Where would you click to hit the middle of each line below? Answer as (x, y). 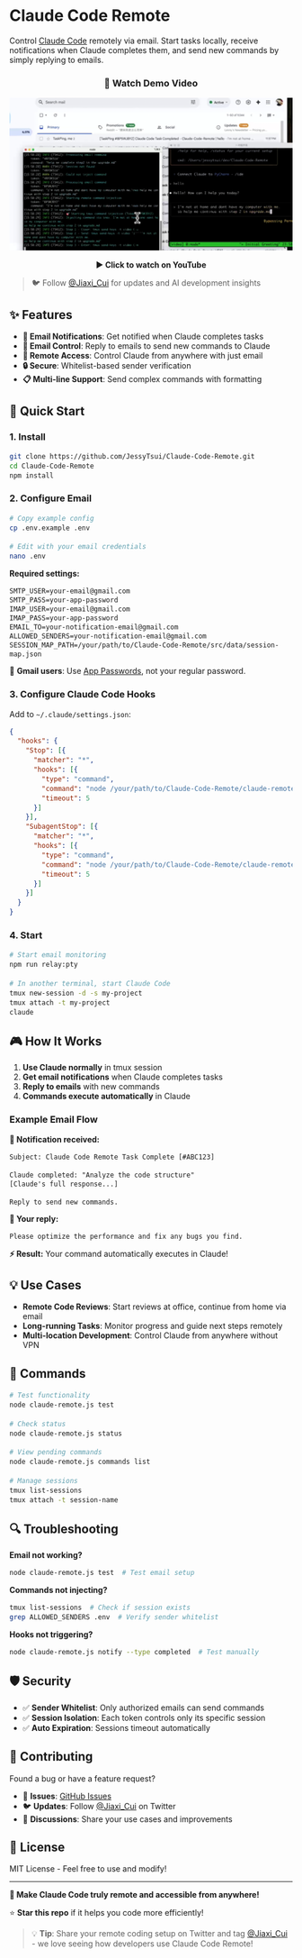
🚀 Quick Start (47, 411)
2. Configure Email (51, 498)
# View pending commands (56, 1453)
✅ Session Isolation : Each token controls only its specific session (144, 1717)
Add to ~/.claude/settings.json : (71, 714)
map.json (26, 654)
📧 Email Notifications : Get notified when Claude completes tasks (143, 337)
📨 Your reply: (34, 1218)
